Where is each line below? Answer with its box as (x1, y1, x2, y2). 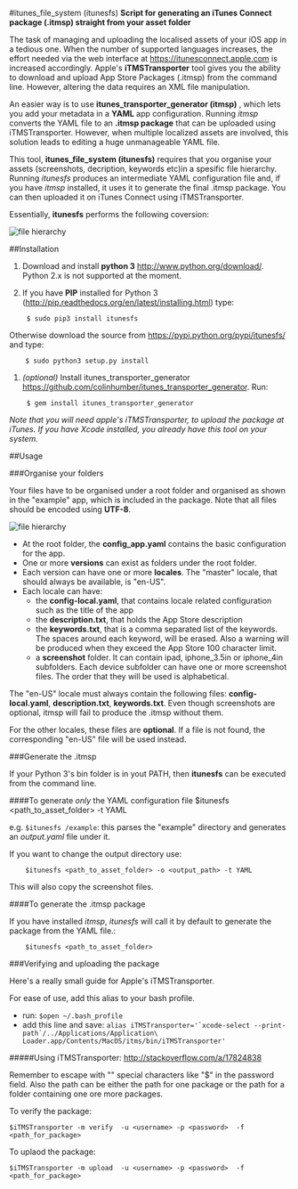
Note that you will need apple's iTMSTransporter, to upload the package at (9, 414, 285, 425)
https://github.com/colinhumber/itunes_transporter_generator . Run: (21, 382, 269, 392)
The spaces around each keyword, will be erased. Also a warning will (35, 633, 289, 644)
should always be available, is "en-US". (21, 576, 166, 587)
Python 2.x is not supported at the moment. (21, 271, 182, 281)
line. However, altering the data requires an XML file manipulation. (9, 82, 251, 92)
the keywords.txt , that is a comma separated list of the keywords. (35, 623, 278, 634)
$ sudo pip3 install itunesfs (26, 314, 139, 323)
